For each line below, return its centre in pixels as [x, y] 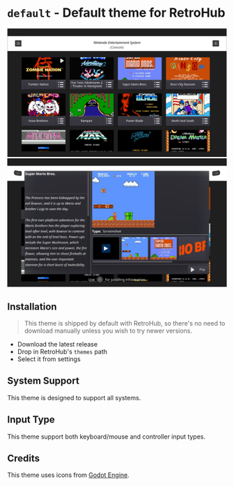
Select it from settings [49, 359]
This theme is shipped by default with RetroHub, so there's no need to [125, 323]
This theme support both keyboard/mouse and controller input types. [107, 436]
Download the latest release [57, 344]
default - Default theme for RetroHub [116, 13]
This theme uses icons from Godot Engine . [69, 475]
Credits [24, 458]
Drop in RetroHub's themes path [62, 351]
